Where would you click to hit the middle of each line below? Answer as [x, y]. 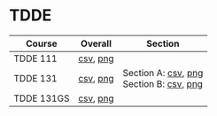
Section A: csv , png [163, 73]
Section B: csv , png [163, 83]
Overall [97, 43]
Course [42, 43]
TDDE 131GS [42, 98]
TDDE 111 [35, 58]
